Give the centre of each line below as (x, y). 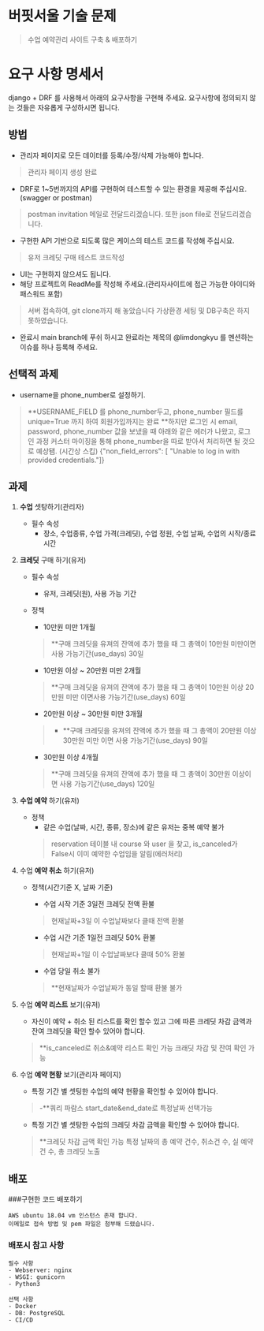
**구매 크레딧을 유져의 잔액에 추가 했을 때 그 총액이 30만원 (141, 774)
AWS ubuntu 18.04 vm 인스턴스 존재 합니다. (73, 1216)
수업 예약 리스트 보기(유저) (60, 1005)
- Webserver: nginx (40, 1270)
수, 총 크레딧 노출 (74, 1151)
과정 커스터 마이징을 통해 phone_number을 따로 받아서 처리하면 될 (138, 441)
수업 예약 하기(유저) (50, 800)
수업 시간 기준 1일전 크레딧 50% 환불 (99, 938)
